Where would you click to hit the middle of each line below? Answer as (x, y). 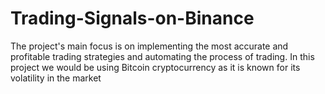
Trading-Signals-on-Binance (132, 18)
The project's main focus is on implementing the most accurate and (149, 46)
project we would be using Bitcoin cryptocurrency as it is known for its (155, 67)
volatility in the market (56, 78)
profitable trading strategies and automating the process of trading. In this (162, 56)
